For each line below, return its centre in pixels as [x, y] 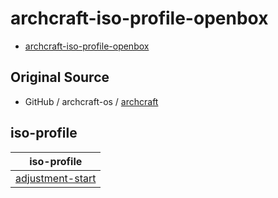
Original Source [60, 77]
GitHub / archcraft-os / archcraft [91, 101]
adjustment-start [56, 178]
